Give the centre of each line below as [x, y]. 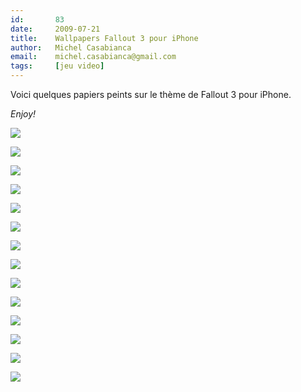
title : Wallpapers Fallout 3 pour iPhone [104, 38]
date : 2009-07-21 [55, 29]
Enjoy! [23, 114]
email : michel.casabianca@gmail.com [93, 57]
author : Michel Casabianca [71, 47]
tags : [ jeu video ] [57, 66]
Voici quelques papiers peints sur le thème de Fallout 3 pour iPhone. [151, 94]
